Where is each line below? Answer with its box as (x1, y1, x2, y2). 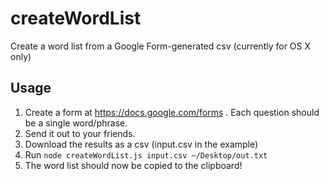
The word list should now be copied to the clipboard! (24, 159, 243, 171)
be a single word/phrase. (24, 117, 128, 129)
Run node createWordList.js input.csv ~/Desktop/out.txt (24, 148, 268, 161)
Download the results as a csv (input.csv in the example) (24, 138, 259, 150)
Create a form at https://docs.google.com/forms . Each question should (24, 106, 320, 118)
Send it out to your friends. (24, 127, 136, 139)
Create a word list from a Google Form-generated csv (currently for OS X (10, 40, 312, 52)
